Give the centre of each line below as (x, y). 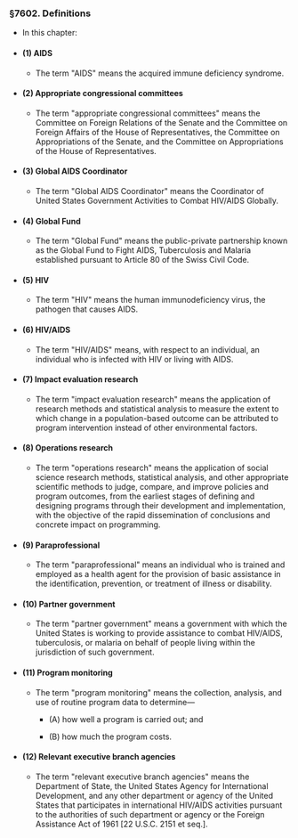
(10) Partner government (68, 604)
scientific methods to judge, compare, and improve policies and (152, 486)
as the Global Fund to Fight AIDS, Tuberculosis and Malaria (143, 250)
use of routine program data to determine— (115, 702)
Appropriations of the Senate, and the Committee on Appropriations (159, 142)
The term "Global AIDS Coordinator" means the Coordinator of (149, 191)
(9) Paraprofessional (61, 545)
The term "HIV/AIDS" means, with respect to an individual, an (148, 349)
